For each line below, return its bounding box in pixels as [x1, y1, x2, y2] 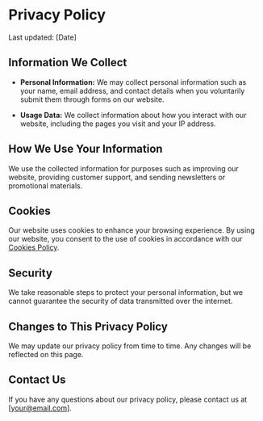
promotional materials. [8, 180, 83, 191]
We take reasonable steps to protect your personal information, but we [8, 288, 244, 297]
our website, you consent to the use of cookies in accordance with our [8, 234, 244, 244]
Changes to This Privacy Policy [8, 319, 168, 333]
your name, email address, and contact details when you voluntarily [19, 86, 245, 95]
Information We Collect [8, 56, 127, 69]
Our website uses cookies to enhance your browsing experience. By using [8, 225, 256, 235]
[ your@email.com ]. [8, 402, 73, 413]
